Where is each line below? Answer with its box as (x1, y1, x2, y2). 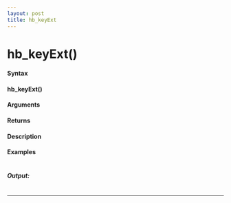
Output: (7, 171, 30, 180)
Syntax (7, 70, 28, 78)
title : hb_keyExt (7, 17, 57, 23)
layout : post (7, 10, 45, 17)
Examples (7, 148, 36, 156)
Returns (7, 116, 31, 125)
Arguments (7, 100, 41, 109)
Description (7, 132, 42, 140)
